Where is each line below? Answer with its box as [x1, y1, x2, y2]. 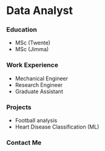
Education [6, 26, 38, 34]
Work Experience [6, 61, 59, 69]
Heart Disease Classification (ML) [15, 123, 100, 131]
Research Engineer [15, 81, 63, 88]
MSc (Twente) [15, 39, 50, 46]
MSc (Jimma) [15, 46, 49, 53]
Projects [6, 103, 32, 111]
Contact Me [6, 138, 42, 147]
